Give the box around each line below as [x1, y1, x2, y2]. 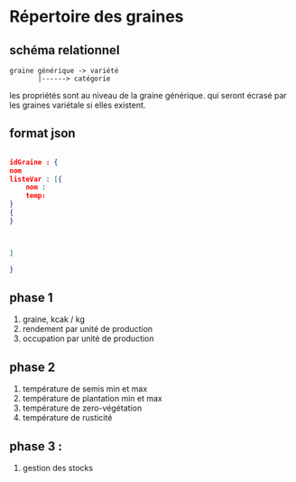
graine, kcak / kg [22, 314, 86, 325]
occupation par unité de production [22, 333, 155, 345]
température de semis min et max [22, 383, 148, 394]
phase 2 [9, 359, 56, 374]
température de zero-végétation [22, 402, 143, 413]
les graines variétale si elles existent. [9, 99, 146, 110]
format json [9, 126, 76, 141]
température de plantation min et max [22, 393, 162, 404]
